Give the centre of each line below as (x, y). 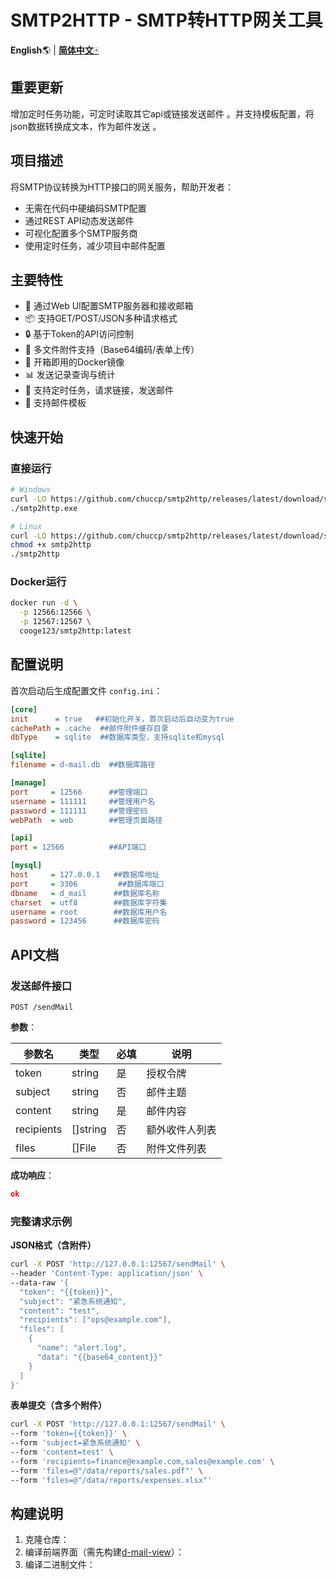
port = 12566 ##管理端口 (79, 792)
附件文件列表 (176, 1148)
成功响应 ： (32, 1175)
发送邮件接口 (41, 986)
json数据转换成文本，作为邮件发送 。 (86, 126)
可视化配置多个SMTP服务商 (81, 233)
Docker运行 (38, 582)
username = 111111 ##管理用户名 (83, 801)
